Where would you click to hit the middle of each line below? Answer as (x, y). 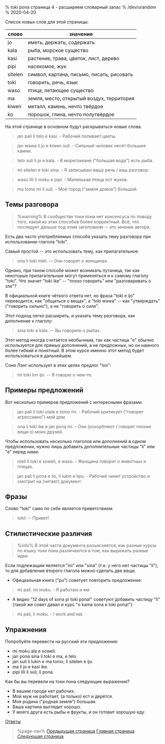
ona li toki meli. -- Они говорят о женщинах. (63, 261)
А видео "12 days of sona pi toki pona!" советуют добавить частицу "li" (86, 599)
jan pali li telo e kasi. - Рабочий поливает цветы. (67, 136)
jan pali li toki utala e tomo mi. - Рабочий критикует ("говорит (80, 411)
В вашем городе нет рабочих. (44, 691)
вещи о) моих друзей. (40, 432)
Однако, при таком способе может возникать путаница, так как (72, 270)
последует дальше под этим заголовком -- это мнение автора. (84, 227)
